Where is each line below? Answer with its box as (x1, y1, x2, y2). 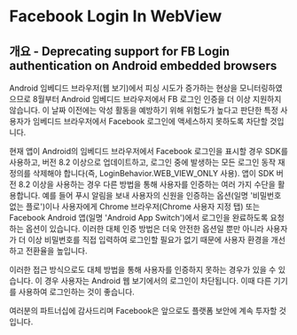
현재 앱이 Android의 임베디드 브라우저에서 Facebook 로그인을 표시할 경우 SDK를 (9, 146, 288, 156)
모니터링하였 (238, 82, 283, 93)
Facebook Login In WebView (9, 6, 223, 27)
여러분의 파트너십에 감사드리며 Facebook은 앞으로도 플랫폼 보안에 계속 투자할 (9, 306, 277, 316)
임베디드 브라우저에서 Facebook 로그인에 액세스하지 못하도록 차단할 (32, 116, 269, 126)
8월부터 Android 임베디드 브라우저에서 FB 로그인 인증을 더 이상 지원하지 (32, 94, 282, 104)
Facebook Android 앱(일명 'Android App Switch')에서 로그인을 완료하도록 (9, 213, 269, 222)
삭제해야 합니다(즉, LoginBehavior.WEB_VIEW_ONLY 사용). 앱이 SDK (32, 168, 275, 178)
